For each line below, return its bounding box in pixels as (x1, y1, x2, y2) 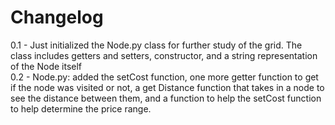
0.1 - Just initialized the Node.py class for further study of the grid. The (10, 39, 303, 51)
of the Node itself (10, 60, 83, 72)
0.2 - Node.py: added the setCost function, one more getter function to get (10, 71, 319, 83)
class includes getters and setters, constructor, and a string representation (10, 49, 318, 61)
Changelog (10, 6, 104, 29)
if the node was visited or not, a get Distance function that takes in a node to (10, 81, 325, 93)
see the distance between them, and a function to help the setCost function (10, 92, 322, 104)
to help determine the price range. (10, 102, 152, 115)
